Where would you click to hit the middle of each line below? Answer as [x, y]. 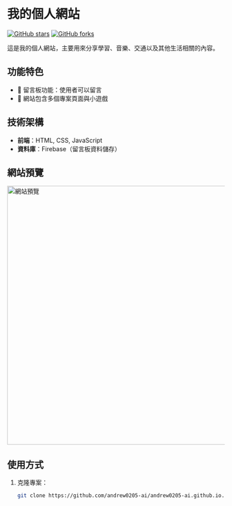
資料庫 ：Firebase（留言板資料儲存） [69, 148]
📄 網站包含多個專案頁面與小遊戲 [62, 98]
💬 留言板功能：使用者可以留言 [59, 90]
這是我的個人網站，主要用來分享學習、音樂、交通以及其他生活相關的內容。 [113, 48]
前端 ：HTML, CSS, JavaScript [60, 140]
